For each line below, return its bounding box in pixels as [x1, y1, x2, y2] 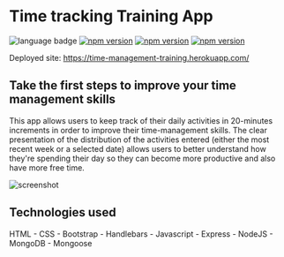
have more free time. [9, 162, 86, 173]
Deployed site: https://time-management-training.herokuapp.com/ [9, 52, 250, 63]
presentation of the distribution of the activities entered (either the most [9, 134, 270, 145]
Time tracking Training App [9, 6, 213, 26]
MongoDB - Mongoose [9, 238, 93, 248]
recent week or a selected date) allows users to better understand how [9, 143, 266, 154]
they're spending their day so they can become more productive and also [9, 153, 276, 163]
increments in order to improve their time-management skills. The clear [9, 125, 267, 135]
